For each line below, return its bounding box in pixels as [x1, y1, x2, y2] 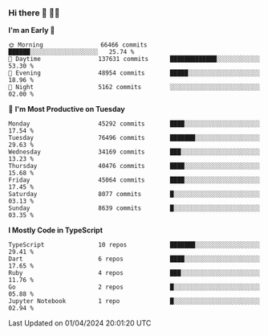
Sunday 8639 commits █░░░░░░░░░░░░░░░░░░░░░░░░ [8, 204, 261, 212]
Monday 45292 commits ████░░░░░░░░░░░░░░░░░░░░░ [8, 120, 261, 128]
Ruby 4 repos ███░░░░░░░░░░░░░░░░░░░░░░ [8, 269, 261, 277]
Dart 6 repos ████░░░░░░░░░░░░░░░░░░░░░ [8, 255, 261, 264]
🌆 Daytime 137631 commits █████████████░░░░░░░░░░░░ [8, 55, 261, 64]
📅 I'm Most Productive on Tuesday [8, 104, 126, 114]
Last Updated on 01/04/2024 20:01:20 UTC [8, 318, 152, 328]
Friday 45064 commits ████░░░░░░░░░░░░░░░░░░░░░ [8, 176, 261, 184]
